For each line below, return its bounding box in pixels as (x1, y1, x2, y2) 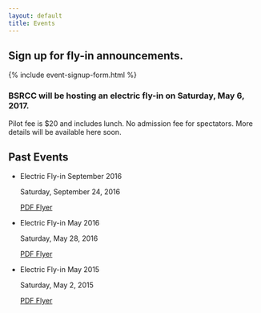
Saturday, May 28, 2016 (19, 234, 98, 243)
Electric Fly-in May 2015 (19, 265, 100, 274)
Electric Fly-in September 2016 (19, 172, 122, 181)
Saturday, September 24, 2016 (19, 187, 121, 197)
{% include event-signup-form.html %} (8, 70, 138, 80)
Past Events (8, 150, 69, 164)
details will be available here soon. (8, 127, 122, 136)
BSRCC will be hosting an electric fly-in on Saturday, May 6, (8, 90, 245, 101)
